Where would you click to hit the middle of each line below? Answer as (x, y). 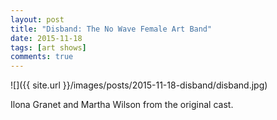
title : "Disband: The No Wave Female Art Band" (111, 29)
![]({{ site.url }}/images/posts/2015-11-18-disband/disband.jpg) (139, 85)
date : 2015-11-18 (46, 38)
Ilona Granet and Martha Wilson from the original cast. (122, 105)
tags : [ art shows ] (48, 47)
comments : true (42, 57)
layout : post (37, 19)
